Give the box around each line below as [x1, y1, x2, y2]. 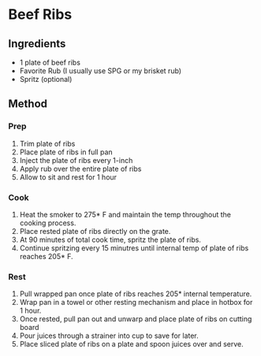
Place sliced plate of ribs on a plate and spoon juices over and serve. [19, 339, 244, 349]
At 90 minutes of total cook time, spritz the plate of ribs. [19, 235, 201, 244]
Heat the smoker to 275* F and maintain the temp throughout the [19, 210, 231, 219]
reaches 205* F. [19, 251, 73, 261]
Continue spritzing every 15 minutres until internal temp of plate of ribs [19, 243, 249, 253]
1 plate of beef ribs [19, 57, 81, 67]
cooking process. [19, 218, 76, 228]
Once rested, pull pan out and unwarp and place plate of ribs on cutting [19, 314, 252, 324]
